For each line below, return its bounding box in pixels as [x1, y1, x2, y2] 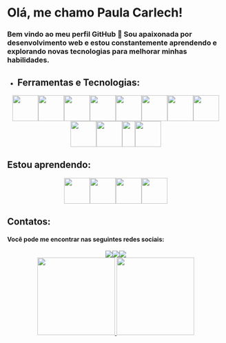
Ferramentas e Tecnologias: [17, 76, 140, 88]
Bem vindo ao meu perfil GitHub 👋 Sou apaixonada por [7, 30, 192, 39]
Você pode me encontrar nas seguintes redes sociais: [7, 235, 165, 243]
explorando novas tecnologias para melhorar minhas [7, 47, 187, 56]
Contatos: [7, 216, 51, 228]
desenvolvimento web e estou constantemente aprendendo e [7, 38, 217, 48]
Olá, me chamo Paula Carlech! [7, 5, 183, 21]
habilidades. [7, 55, 50, 65]
